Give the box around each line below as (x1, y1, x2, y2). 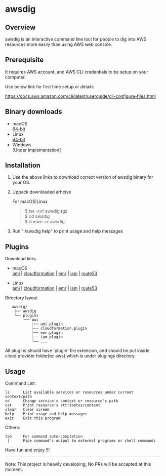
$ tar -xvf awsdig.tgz (24, 208, 68, 214)
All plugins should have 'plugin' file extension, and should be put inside (5, 348, 150, 354)
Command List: (5, 380, 36, 386)
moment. (5, 467, 23, 473)
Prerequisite (5, 56, 44, 64)
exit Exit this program (5, 416, 61, 421)
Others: (5, 425, 21, 431)
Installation (5, 161, 41, 170)
